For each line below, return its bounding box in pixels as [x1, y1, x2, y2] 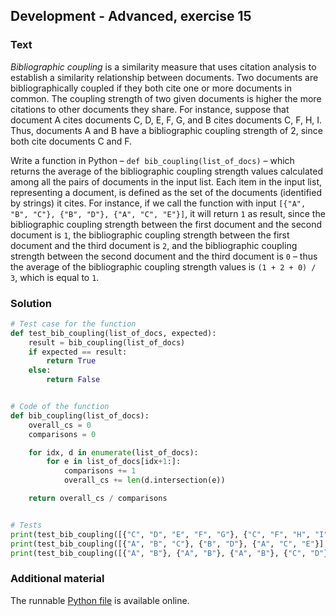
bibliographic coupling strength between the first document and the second [10, 218, 323, 230]
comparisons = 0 [28, 429, 97, 439]
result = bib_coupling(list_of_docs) [28, 337, 186, 348]
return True [46, 356, 97, 366]
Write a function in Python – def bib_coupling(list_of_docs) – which [10, 154, 295, 166]
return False [46, 375, 101, 385]
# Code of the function [10, 402, 110, 412]
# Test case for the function [10, 319, 137, 329]
